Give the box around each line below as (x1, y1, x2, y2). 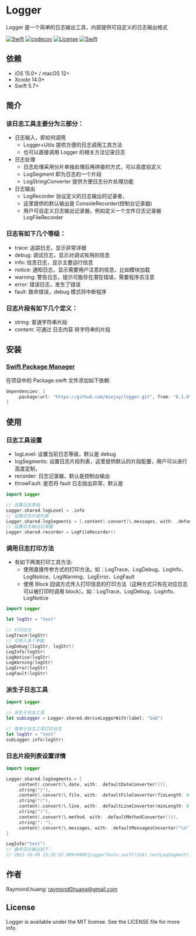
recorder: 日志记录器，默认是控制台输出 (14, 472, 110, 479)
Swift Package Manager (6, 363, 75, 371)
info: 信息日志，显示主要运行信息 (14, 258, 93, 266)
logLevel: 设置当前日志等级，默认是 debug (14, 451, 117, 458)
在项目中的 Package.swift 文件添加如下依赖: (6, 376, 111, 384)
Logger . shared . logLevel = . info (6, 508, 85, 513)
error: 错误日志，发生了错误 (14, 281, 81, 288)
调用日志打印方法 (6, 544, 54, 553)
